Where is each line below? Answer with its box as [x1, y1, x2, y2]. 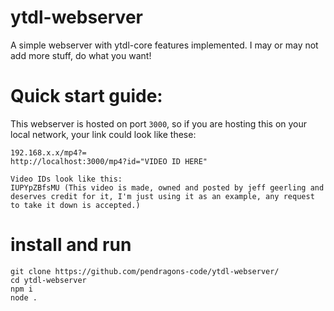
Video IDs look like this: [10, 174, 123, 184]
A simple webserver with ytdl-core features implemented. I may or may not [10, 39, 319, 51]
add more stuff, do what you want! [10, 49, 152, 61]
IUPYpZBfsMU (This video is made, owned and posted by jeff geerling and [10, 182, 325, 193]
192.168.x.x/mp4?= [10, 147, 87, 158]
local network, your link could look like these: [10, 128, 197, 140]
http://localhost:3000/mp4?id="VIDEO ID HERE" [10, 156, 208, 166]
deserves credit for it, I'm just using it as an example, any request [10, 191, 315, 201]
